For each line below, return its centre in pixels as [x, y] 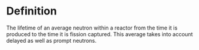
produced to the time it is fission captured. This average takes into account [100, 34]
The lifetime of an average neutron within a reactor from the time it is [92, 28]
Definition [32, 11]
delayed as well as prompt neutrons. [51, 40]
